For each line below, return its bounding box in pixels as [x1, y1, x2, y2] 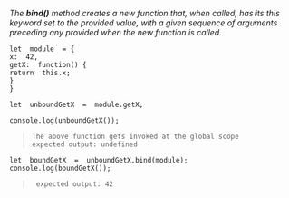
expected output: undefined [31, 140, 138, 149]
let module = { [9, 45, 75, 54]
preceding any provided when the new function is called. [9, 27, 222, 37]
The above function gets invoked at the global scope [31, 132, 239, 141]
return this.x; [9, 68, 71, 77]
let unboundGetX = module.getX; [9, 100, 144, 109]
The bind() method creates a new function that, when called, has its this [9, 8, 281, 18]
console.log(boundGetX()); [9, 163, 111, 173]
